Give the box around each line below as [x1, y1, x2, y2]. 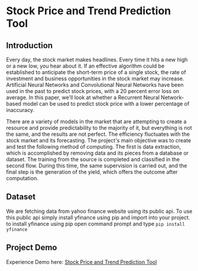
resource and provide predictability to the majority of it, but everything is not [6, 125, 192, 131]
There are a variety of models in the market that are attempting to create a [6, 118, 187, 125]
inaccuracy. [6, 107, 34, 113]
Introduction [6, 40, 53, 50]
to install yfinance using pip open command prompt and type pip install [6, 220, 185, 227]
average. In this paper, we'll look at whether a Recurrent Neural [6, 94, 160, 101]
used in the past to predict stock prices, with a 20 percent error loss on [6, 88, 180, 94]
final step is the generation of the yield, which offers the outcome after [6, 168, 178, 176]
